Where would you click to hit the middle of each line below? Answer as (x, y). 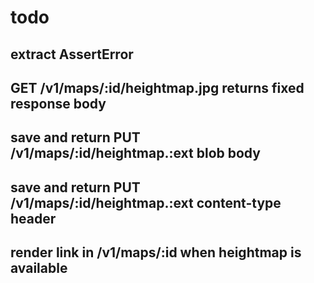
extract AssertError (72, 54)
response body (58, 103)
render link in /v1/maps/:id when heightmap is (156, 252)
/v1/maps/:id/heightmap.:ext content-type (146, 202)
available (39, 268)
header (33, 218)
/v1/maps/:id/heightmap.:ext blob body (135, 153)
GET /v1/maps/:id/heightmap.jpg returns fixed (157, 87)
